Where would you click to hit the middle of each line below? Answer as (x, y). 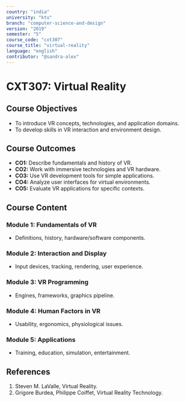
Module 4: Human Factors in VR (53, 311)
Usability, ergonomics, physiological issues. (69, 324)
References (28, 372)
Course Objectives (42, 109)
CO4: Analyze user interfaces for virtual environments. (83, 182)
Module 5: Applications (41, 339)
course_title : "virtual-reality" (48, 46)
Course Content (37, 208)
